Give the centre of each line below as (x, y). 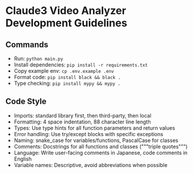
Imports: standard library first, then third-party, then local (83, 115)
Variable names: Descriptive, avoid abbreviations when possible (90, 165)
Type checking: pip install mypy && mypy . (67, 83)
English (23, 159)
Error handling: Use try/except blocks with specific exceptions (89, 134)
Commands (27, 45)
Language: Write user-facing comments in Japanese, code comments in (101, 152)
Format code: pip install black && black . (67, 77)
